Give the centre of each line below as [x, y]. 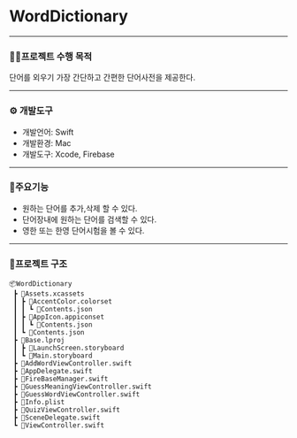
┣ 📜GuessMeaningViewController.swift [82, 387]
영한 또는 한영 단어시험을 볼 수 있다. [83, 230]
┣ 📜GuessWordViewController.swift [76, 395]
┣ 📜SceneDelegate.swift [57, 418]
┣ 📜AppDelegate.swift [53, 372]
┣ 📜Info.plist [39, 403]
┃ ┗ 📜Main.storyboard [53, 356]
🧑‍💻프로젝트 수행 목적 [51, 57]
